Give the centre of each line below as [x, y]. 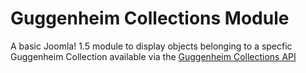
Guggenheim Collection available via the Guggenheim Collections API [153, 56]
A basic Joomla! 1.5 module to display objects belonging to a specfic [151, 46]
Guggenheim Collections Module [150, 18]
